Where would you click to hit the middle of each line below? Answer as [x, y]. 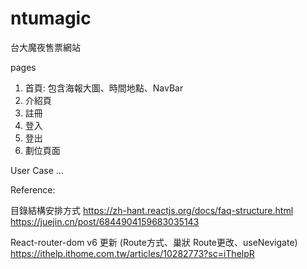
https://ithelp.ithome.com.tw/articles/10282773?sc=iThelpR [132, 253]
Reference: [33, 189]
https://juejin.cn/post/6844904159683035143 [105, 221]
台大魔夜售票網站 [45, 47]
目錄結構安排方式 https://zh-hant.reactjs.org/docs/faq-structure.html [152, 210]
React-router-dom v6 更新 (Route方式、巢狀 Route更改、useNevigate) [154, 242]
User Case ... [37, 170]
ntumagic [51, 18]
